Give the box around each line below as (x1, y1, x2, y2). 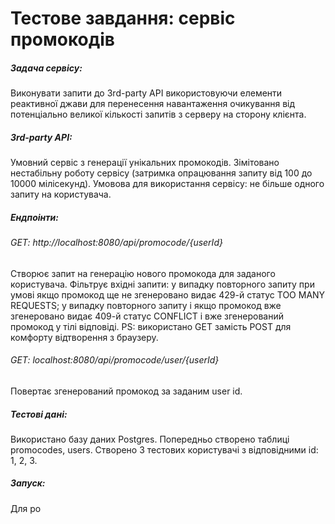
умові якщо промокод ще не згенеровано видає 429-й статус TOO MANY (10, 288, 326, 301)
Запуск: (10, 477, 46, 489)
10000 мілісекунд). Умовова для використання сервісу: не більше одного (10, 178, 325, 190)
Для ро (10, 502, 42, 514)
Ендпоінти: (10, 211, 59, 223)
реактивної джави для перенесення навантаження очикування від (10, 98, 296, 110)
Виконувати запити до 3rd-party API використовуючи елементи (10, 87, 283, 99)
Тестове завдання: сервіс (10, 7, 236, 30)
